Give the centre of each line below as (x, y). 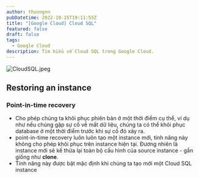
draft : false (23, 35)
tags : (13, 40)
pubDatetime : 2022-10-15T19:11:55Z (52, 18)
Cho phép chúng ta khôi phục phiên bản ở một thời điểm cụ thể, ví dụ (103, 118)
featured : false (27, 29)
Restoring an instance (49, 88)
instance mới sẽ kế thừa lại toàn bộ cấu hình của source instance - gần (104, 151)
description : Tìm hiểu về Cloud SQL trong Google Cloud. (80, 52)
